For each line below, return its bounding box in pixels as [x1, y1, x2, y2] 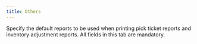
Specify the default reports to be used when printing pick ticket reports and [6, 25, 192, 32]
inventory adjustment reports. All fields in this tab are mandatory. [6, 31, 165, 38]
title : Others [6, 8, 42, 15]
